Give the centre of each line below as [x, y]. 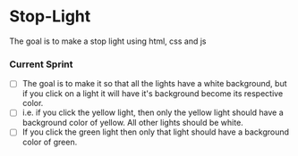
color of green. [50, 142]
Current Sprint [41, 64]
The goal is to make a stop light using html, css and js [108, 41]
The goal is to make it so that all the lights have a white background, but [154, 84]
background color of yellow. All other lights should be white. [132, 123]
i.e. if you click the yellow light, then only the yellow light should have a [153, 112]
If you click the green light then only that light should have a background [155, 132]
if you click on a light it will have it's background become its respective [153, 94]
